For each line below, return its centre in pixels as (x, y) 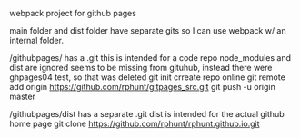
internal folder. (36, 40)
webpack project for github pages (73, 13)
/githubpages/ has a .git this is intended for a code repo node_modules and (150, 58)
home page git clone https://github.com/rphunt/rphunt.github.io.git (135, 123)
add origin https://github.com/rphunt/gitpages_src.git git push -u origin (142, 87)
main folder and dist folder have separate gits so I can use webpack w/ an (148, 30)
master (23, 96)
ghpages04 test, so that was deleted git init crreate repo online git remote (148, 77)
